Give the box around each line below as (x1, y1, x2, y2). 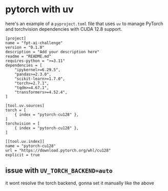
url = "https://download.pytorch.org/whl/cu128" (5, 147, 111, 153)
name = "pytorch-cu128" (5, 143, 56, 148)
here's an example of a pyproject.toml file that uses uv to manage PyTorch (5, 20, 163, 27)
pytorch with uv (5, 4, 74, 15)
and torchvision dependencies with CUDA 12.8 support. (5, 26, 122, 32)
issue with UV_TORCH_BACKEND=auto (5, 166, 113, 175)
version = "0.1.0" (5, 45, 45, 50)
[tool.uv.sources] (5, 103, 45, 108)
